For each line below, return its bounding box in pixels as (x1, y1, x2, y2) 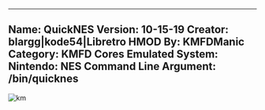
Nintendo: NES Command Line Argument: (8, 60, 217, 73)
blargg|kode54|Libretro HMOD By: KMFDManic (8, 35, 244, 49)
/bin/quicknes (8, 72, 79, 86)
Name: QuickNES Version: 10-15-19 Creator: (8, 23, 229, 36)
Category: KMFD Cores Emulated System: (8, 48, 218, 61)
